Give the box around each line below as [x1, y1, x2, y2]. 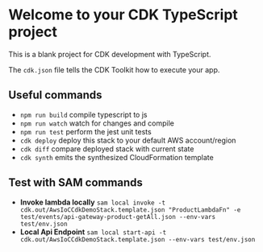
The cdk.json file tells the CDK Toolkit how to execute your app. [8, 64, 220, 74]
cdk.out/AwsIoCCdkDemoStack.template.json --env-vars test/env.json [19, 235, 256, 243]
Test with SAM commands [8, 176, 144, 190]
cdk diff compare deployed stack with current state [19, 143, 194, 154]
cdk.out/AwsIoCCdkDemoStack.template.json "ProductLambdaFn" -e [19, 205, 241, 214]
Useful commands [8, 89, 102, 102]
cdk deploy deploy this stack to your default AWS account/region [19, 135, 236, 145]
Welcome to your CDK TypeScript [8, 6, 238, 24]
